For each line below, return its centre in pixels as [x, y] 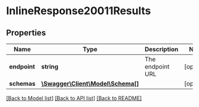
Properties [26, 33]
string [50, 67]
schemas [22, 84]
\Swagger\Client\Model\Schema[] [90, 84]
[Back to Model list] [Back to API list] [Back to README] [74, 98]
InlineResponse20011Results [78, 11]
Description [162, 49]
